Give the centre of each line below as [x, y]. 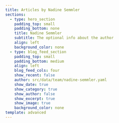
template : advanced [26, 113]
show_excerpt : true [35, 98]
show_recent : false [35, 75]
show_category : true [36, 89]
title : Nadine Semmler [38, 33]
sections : [16, 15]
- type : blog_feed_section [38, 52]
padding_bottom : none [37, 29]
